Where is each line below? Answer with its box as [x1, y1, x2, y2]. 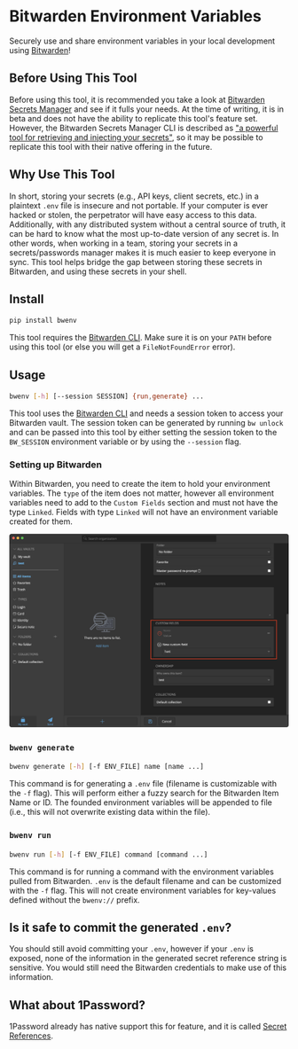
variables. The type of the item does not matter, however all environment [9, 488, 275, 498]
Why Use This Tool [9, 167, 115, 183]
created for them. [9, 516, 74, 527]
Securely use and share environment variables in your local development [9, 35, 276, 46]
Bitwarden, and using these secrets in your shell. [9, 266, 187, 277]
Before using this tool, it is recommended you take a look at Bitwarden [9, 94, 265, 105]
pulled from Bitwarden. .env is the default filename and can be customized [9, 875, 282, 886]
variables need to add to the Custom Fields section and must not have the [9, 497, 278, 508]
